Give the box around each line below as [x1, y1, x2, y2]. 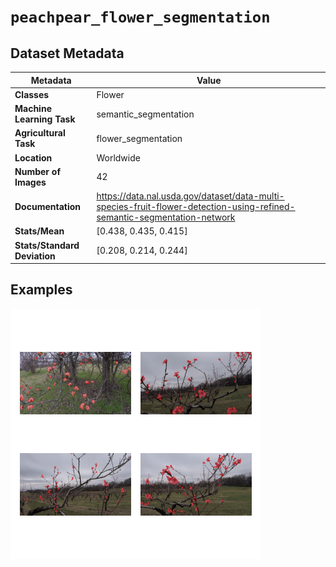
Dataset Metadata [10, 45, 125, 62]
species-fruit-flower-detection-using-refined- [96, 201, 296, 212]
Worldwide [96, 151, 141, 164]
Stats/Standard [14, 239, 80, 251]
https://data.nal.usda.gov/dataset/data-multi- [96, 190, 285, 202]
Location [14, 151, 53, 164]
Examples [10, 281, 73, 299]
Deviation [14, 250, 56, 262]
